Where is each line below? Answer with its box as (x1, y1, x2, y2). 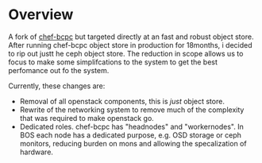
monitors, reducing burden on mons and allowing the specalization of (19, 138, 248, 148)
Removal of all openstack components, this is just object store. (19, 96, 225, 106)
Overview (8, 6, 74, 24)
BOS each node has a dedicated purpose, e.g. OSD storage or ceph (19, 130, 242, 140)
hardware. (19, 147, 54, 157)
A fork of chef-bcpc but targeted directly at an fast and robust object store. (8, 32, 254, 41)
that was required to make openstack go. (19, 113, 155, 122)
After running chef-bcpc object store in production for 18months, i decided (8, 40, 252, 49)
